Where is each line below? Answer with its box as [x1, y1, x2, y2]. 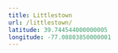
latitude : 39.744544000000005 [8, 26, 108, 34]
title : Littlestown [8, 11, 73, 19]
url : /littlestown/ [8, 19, 73, 26]
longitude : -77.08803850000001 [8, 33, 112, 41]
